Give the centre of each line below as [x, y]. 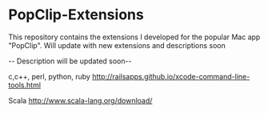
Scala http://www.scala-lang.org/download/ [80, 100]
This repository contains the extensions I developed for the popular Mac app [134, 37]
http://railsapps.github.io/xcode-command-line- [171, 76]
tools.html [25, 85]
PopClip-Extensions [76, 15]
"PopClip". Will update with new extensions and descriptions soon [117, 45]
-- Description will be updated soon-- [70, 61]
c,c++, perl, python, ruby [49, 76]
